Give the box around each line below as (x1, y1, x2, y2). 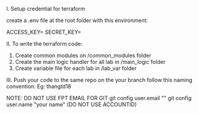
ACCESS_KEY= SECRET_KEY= (6, 28, 82, 36)
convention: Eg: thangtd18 (6, 83, 71, 90)
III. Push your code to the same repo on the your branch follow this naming (6, 77, 193, 83)
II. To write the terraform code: (6, 40, 83, 47)
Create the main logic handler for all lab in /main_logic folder (15, 59, 166, 65)
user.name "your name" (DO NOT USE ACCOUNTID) (6, 101, 137, 108)
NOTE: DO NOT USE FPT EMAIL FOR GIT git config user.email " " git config (6, 95, 192, 101)
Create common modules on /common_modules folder (15, 52, 151, 59)
